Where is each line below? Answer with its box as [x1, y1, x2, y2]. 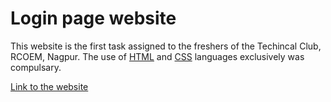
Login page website [10, 7, 177, 30]
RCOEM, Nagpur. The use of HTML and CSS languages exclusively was [10, 50, 305, 62]
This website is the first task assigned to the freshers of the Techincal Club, [10, 40, 322, 52]
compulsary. [10, 61, 62, 73]
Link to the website [10, 80, 89, 92]
